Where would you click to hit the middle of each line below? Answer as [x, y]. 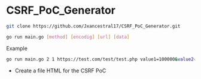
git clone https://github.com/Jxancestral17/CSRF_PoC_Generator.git [93, 26]
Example [17, 48]
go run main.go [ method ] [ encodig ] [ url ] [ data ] [68, 37]
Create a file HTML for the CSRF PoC [60, 70]
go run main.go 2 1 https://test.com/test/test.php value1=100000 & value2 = [101, 59]
